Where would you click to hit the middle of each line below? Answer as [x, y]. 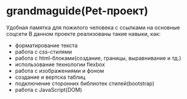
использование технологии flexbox [60, 64]
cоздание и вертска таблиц [50, 77]
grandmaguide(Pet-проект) [77, 11]
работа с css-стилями [43, 51]
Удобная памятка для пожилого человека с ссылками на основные [93, 27]
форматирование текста [46, 45]
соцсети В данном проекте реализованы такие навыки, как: [84, 33]
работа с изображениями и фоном [59, 70]
